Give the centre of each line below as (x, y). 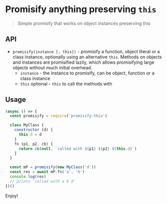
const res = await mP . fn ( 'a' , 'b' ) (47, 172)
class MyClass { (27, 125)
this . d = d (30, 135)
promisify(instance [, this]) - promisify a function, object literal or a (86, 51)
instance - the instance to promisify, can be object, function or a (87, 73)
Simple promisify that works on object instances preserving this (84, 23)
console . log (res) (28, 177)
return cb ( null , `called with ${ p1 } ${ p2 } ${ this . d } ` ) (78, 149)
